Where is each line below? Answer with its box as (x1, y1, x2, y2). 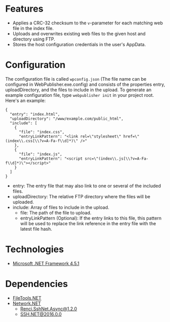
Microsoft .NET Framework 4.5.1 (12, 260, 80, 266)
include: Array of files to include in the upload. (12, 204, 110, 210)
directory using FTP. (12, 36, 55, 42)
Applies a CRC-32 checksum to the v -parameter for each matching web (12, 20, 163, 26)
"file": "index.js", (18, 152, 62, 157)
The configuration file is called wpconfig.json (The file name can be (5, 76, 147, 82)
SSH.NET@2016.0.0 (20, 311, 62, 317)
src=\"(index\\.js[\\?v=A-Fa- (84, 156, 149, 161)
